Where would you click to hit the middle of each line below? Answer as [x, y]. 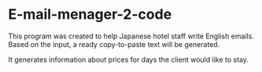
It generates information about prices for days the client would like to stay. [129, 59]
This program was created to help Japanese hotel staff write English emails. [131, 36]
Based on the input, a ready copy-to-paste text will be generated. [114, 44]
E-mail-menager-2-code [90, 14]
